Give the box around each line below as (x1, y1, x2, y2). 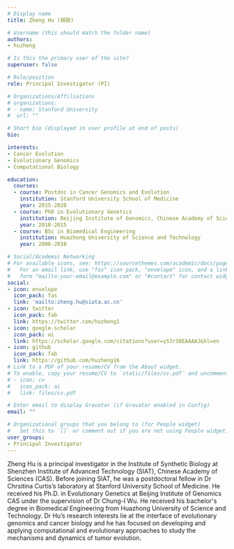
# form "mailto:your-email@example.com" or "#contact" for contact (7, 272, 214, 279)
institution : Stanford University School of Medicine (19, 196, 179, 203)
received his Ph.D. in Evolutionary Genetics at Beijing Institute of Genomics (7, 489, 221, 497)
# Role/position (7, 74, 54, 81)
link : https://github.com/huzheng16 (13, 357, 120, 364)
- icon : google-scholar (7, 325, 77, 332)
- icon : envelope (7, 286, 58, 293)
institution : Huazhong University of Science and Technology (19, 234, 201, 241)
